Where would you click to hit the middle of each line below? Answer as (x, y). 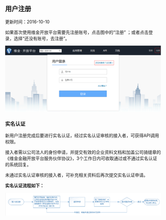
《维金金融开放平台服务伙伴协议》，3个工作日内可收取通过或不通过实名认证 (81, 158)
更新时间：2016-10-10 (27, 22)
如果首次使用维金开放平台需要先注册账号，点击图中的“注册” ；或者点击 (77, 32)
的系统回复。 (18, 165)
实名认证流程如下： (25, 186)
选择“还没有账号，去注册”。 (42, 38)
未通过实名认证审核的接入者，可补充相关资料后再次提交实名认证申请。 (77, 175)
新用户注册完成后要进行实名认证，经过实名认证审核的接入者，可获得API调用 (82, 135)
